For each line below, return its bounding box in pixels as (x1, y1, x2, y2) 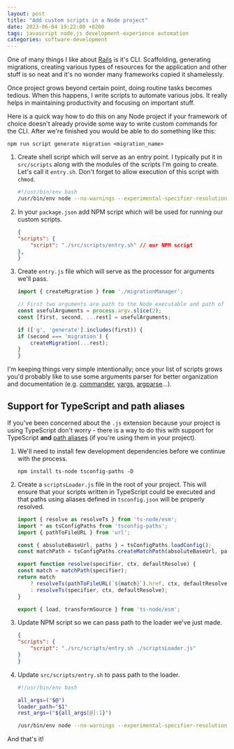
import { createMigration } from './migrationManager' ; (17, 288, 184, 296)
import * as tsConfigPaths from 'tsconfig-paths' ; (17, 522, 168, 530)
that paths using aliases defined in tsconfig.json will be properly (17, 495, 205, 503)
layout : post (7, 10, 45, 17)
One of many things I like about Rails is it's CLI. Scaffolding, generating (7, 55, 211, 64)
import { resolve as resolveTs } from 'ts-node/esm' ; (17, 516, 177, 523)
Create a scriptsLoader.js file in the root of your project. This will (17, 480, 207, 488)
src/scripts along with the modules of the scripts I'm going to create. (17, 160, 219, 168)
